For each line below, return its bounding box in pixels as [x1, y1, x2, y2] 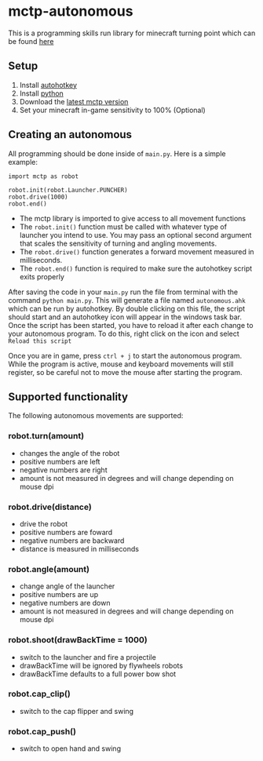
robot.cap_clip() [8, 689, 71, 700]
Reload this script [8, 337, 72, 345]
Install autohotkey [19, 80, 77, 89]
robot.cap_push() [8, 726, 77, 737]
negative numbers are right [19, 465, 108, 475]
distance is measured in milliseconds [19, 544, 140, 553]
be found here [8, 36, 54, 46]
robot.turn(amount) [8, 431, 85, 442]
